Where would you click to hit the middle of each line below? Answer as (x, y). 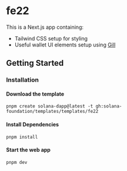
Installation (23, 80)
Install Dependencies (33, 125)
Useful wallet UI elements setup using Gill (65, 45)
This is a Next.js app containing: (45, 27)
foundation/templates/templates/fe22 (52, 112)
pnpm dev (17, 162)
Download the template (35, 94)
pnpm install (22, 137)
